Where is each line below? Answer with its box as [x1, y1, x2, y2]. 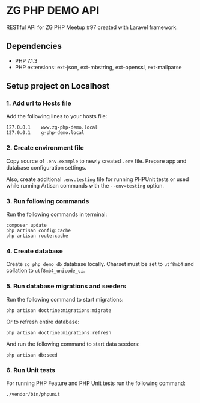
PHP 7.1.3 [14, 57, 38, 64]
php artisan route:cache [6, 233, 68, 239]
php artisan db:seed [6, 352, 58, 358]
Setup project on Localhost [6, 81, 110, 91]
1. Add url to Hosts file [6, 99, 71, 107]
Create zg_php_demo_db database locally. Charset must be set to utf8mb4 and [6, 261, 194, 268]
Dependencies [6, 41, 62, 51]
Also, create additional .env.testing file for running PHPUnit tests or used [6, 176, 189, 183]
